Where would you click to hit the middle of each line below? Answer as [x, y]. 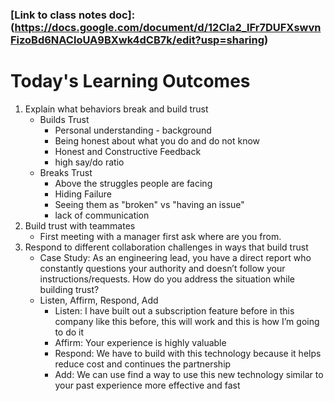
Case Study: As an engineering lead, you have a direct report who [175, 257]
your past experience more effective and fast [147, 385]
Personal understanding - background [133, 130]
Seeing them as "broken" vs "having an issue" [149, 204]
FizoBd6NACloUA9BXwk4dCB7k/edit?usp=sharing [137, 40]
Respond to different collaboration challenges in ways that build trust [166, 247]
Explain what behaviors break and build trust [116, 109]
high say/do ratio [89, 162]
